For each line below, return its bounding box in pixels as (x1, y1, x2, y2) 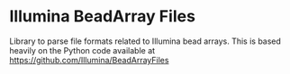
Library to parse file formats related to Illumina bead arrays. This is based (9, 36, 282, 46)
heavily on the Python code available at (9, 45, 156, 55)
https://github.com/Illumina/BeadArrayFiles (9, 54, 169, 65)
